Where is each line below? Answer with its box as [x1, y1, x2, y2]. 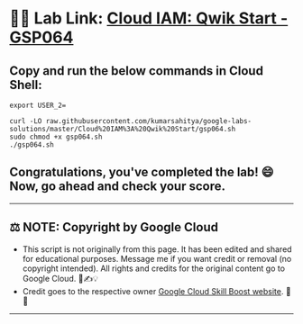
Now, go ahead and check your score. [9, 179, 225, 194]
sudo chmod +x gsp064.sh [9, 132, 103, 141]
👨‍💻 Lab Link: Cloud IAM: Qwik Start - [9, 8, 289, 29]
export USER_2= [9, 101, 67, 110]
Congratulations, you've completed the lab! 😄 [9, 165, 274, 180]
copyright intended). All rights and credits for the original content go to [22, 263, 286, 274]
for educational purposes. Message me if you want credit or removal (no [22, 253, 292, 264]
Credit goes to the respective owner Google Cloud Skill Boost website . [22, 285, 284, 296]
